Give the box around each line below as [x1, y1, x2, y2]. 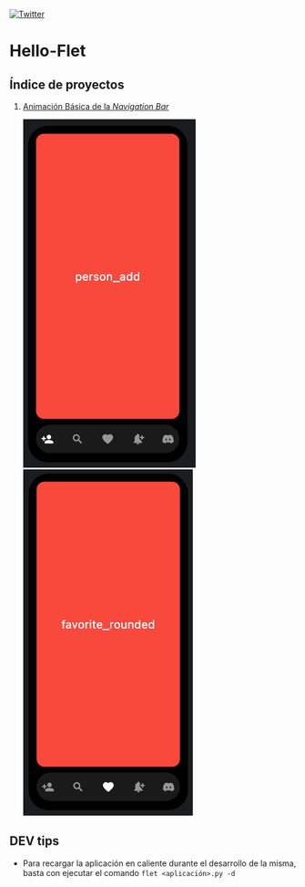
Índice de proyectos [9, 77, 125, 92]
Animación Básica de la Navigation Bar [22, 101, 169, 111]
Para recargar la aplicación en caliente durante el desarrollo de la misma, [22, 858, 297, 869]
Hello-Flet [9, 41, 86, 61]
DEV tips [9, 833, 59, 849]
